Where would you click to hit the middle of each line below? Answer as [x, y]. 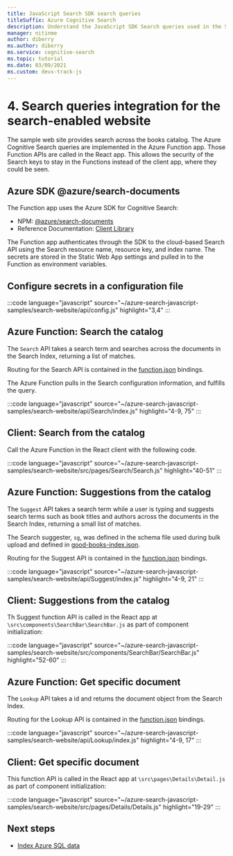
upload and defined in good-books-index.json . [74, 545]
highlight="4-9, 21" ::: [174, 579]
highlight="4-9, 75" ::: [171, 411]
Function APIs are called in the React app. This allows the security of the [111, 155]
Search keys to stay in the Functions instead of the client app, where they [112, 162]
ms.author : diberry [35, 46]
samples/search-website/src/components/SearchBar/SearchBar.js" [103, 653]
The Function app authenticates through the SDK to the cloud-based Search [116, 242]
